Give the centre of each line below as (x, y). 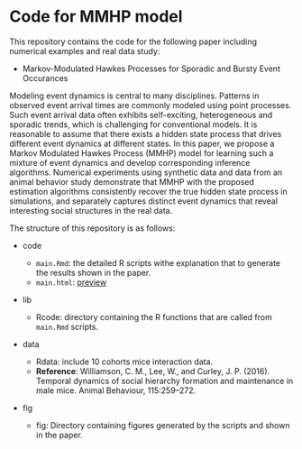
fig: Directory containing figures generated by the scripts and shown (163, 425)
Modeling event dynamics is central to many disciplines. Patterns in (134, 96)
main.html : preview (71, 282)
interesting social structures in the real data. (91, 210)
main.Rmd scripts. (67, 326)
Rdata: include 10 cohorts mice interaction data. (124, 362)
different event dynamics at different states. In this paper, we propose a (142, 143)
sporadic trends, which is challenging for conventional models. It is (133, 124)
